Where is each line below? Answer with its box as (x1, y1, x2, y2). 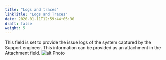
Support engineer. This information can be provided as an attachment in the (5, 45, 161, 51)
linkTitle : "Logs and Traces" (5, 12, 68, 17)
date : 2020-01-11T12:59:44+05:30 (5, 16, 75, 21)
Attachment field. (5, 50, 41, 56)
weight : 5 (5, 26, 26, 31)
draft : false (5, 21, 32, 26)
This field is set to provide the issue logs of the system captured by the (5, 39, 151, 45)
